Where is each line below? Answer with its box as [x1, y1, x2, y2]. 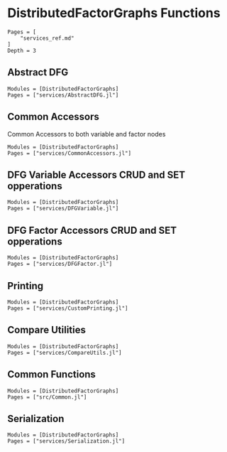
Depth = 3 [7, 47, 37, 54]
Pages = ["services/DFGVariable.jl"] [7, 205, 119, 212]
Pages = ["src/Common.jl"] [7, 393, 87, 401]
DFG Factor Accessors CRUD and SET [7, 224, 177, 236]
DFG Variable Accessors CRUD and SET [7, 168, 186, 181]
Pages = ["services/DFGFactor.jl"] [7, 261, 113, 268]
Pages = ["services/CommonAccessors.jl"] [7, 149, 132, 157]
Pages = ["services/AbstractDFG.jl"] [7, 91, 119, 99]
